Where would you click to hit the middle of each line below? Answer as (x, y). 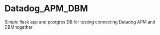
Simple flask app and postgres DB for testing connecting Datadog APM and (80, 22)
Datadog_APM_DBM (46, 9)
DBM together (18, 27)
